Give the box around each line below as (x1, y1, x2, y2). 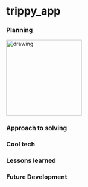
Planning (6, 26, 33, 34)
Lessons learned (6, 156, 56, 165)
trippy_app (6, 4, 61, 18)
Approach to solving (6, 124, 68, 133)
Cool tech (6, 140, 35, 149)
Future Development (6, 172, 68, 181)
